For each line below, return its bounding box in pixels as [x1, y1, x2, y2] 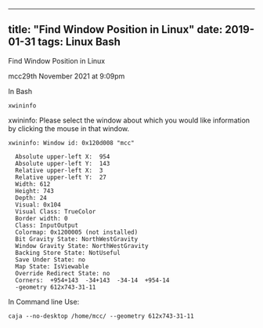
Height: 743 [15, 187, 55, 195]
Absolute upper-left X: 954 [15, 152, 110, 161]
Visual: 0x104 [15, 201, 61, 209]
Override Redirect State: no [15, 269, 110, 277]
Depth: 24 [15, 194, 47, 202]
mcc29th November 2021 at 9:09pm [8, 71, 125, 81]
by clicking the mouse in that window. [8, 123, 130, 133]
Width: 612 [15, 180, 51, 188]
